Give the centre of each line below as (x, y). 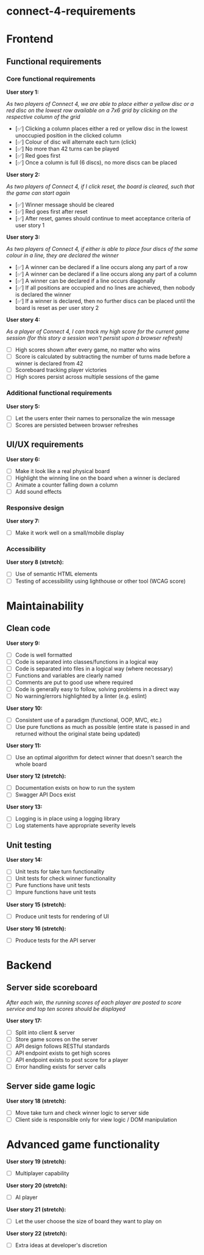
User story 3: (23, 237)
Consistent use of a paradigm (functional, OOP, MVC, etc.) (89, 720)
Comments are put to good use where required (74, 682)
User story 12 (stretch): (36, 776)
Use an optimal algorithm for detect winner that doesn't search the (99, 758)
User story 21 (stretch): (36, 1209)
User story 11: (24, 746)
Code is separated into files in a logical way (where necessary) (94, 669)
